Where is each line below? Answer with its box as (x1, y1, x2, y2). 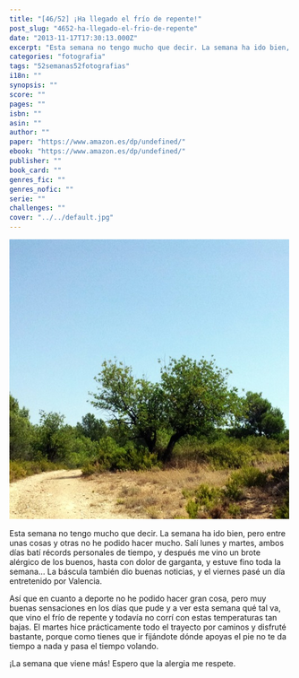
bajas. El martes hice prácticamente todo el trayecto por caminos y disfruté (9, 621, 286, 632)
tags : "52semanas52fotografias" (9, 62, 130, 71)
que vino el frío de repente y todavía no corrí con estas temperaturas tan (9, 613, 278, 622)
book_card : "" (9, 166, 63, 175)
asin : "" (9, 118, 42, 127)
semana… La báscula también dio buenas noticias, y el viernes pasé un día (9, 566, 286, 577)
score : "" (9, 90, 47, 99)
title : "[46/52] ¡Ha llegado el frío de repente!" (9, 14, 202, 23)
